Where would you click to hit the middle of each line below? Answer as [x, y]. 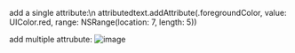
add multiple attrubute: [51, 39]
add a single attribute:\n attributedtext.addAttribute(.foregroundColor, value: [148, 13]
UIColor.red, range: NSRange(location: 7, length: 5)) [103, 22]
